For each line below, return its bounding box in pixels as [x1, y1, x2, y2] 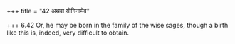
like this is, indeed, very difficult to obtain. [6, 28, 130, 37]
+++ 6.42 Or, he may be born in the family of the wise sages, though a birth [6, 21, 229, 29]
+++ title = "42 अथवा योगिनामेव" [6, 7, 90, 15]
